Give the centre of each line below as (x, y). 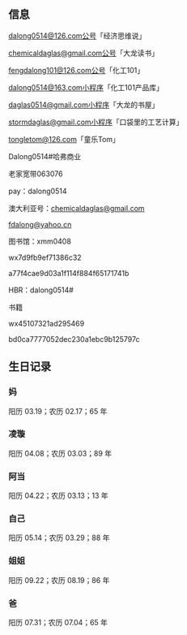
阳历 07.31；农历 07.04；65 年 (58, 622)
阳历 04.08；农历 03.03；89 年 (60, 453)
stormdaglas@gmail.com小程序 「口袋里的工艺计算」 (96, 122)
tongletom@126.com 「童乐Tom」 (64, 139)
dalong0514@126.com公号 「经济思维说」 (77, 36)
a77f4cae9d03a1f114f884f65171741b (69, 273)
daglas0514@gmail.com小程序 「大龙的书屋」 (84, 105)
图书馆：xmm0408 (40, 241)
